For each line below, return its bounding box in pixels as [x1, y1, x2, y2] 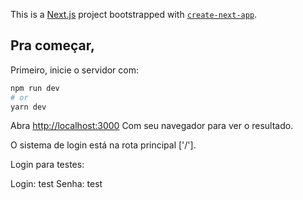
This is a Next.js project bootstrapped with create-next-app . [10, 9, 258, 20]
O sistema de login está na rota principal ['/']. [10, 139, 197, 151]
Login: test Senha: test [10, 178, 103, 190]
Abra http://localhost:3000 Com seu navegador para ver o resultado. [10, 120, 294, 132]
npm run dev [10, 83, 60, 93]
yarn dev [10, 102, 47, 112]
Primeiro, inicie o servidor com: [10, 64, 139, 76]
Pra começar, [10, 37, 95, 54]
